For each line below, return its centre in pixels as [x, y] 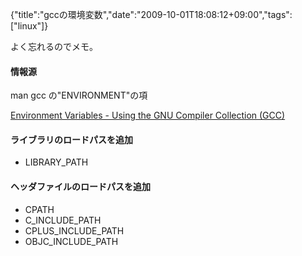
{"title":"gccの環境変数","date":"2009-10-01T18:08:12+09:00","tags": [151, 14]
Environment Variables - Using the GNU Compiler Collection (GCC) [148, 115]
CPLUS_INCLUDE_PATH [74, 230]
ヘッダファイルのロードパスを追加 [80, 186]
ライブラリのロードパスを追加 [71, 139]
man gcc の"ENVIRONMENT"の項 [79, 95]
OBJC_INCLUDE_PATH [71, 241]
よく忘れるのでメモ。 [54, 46]
